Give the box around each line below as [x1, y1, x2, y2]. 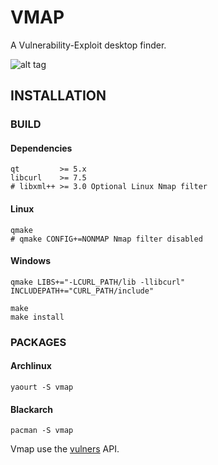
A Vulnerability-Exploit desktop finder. [10, 39, 167, 51]
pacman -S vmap [10, 426, 74, 436]
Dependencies [10, 142, 73, 154]
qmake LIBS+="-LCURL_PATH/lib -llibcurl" [10, 277, 186, 287]
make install [10, 312, 65, 322]
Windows [10, 255, 51, 267]
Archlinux [10, 360, 52, 372]
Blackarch [10, 403, 53, 415]
